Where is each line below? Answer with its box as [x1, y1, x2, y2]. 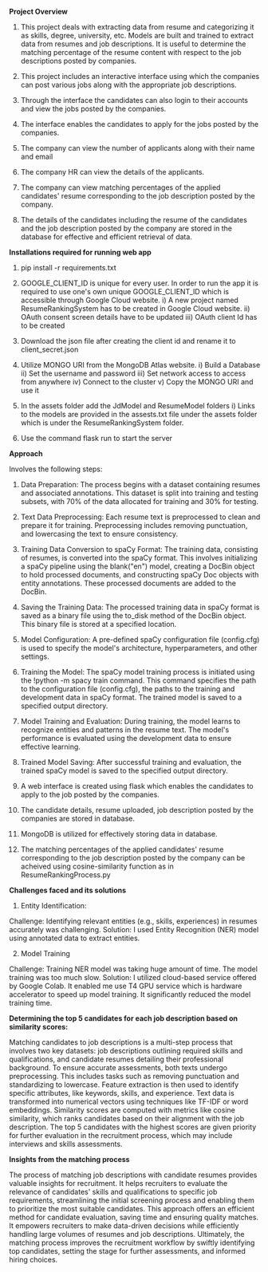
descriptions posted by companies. [20, 56, 137, 65]
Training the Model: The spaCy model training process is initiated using [20, 668, 255, 676]
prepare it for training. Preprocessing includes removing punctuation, [20, 521, 248, 530]
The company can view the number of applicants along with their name [20, 144, 255, 152]
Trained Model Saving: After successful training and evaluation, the [20, 758, 242, 766]
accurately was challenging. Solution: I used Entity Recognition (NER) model [9, 925, 259, 934]
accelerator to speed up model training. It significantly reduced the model [9, 990, 251, 999]
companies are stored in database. [20, 813, 135, 823]
